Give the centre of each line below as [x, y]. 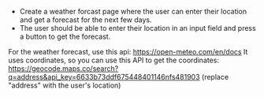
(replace [215, 77]
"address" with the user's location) [65, 85]
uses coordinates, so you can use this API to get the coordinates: [113, 60]
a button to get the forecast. [65, 36]
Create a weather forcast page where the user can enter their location [133, 11]
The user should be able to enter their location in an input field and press [138, 28]
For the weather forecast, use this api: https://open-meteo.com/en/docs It [128, 52]
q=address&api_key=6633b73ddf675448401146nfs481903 [104, 77]
